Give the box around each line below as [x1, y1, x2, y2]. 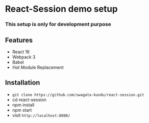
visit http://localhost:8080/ [12, 112, 70, 118]
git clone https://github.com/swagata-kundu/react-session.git [12, 92, 145, 97]
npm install [12, 102, 35, 108]
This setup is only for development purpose [5, 21, 111, 28]
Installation [5, 79, 40, 87]
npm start [12, 107, 32, 113]
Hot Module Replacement [12, 64, 64, 70]
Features [5, 36, 33, 44]
